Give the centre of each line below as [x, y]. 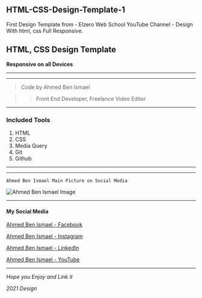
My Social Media [28, 211]
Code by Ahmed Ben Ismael [55, 87]
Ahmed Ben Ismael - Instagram [44, 236]
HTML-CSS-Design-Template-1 [66, 10]
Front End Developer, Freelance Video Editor [91, 99]
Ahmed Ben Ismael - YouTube [43, 260]
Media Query [31, 145]
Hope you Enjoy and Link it [40, 277]
